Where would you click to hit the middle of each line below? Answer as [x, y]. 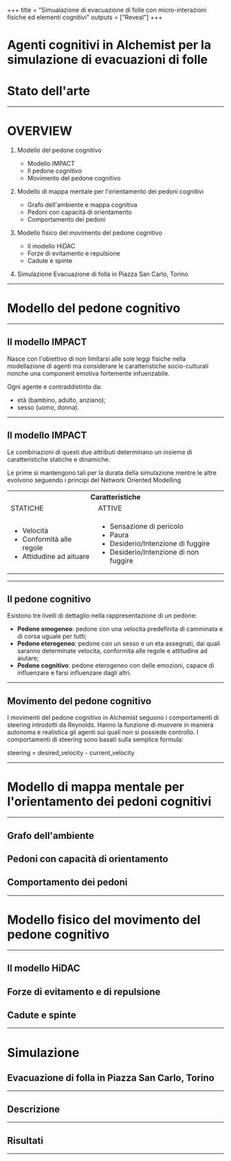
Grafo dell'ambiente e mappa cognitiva [82, 205]
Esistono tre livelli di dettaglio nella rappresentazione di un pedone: [102, 616]
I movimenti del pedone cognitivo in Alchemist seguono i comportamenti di [113, 718]
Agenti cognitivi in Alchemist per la [109, 45]
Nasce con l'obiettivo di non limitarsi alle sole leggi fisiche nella [97, 359]
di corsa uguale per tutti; [52, 637]
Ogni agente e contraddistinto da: [55, 386]
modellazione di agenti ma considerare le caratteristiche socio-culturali [108, 366]
